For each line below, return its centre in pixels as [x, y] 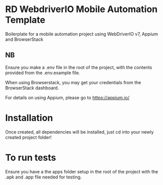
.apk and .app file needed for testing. [44, 177]
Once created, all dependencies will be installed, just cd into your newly [79, 132]
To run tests [31, 158]
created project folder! [28, 137]
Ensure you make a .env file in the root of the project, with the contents [79, 67]
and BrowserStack [24, 39]
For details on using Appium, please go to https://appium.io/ [67, 97]
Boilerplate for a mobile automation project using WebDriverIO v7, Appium [82, 34]
